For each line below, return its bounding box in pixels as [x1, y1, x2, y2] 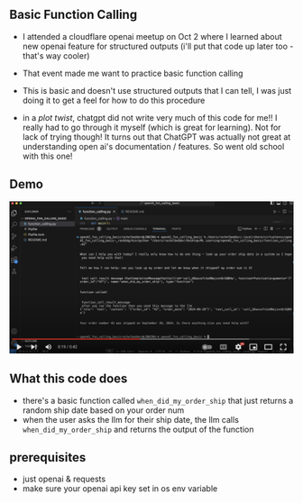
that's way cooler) [22, 50, 90, 61]
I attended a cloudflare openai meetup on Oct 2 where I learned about [22, 31, 282, 41]
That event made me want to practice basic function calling [22, 68, 243, 78]
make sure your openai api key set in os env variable [22, 483, 218, 494]
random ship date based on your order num [22, 405, 185, 416]
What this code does [9, 371, 128, 387]
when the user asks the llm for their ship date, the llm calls [22, 414, 239, 425]
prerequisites [9, 450, 87, 465]
